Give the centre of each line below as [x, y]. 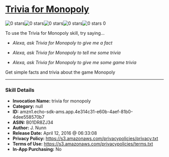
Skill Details [20, 90]
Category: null [28, 107]
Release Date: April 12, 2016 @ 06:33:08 [55, 133]
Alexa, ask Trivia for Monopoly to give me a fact [62, 43]
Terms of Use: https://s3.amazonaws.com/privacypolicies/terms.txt [83, 144]
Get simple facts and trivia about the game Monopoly [60, 72]
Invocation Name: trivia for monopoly [52, 101]
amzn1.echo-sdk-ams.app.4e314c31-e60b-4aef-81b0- [76, 112]
